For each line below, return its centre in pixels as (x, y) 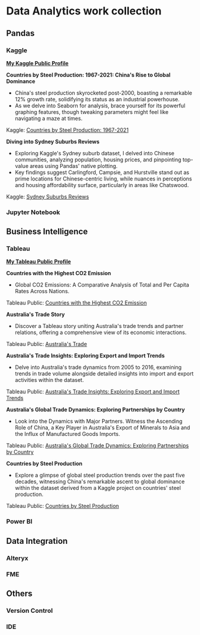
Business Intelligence (47, 232)
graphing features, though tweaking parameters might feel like (92, 112)
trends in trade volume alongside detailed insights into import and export (104, 374)
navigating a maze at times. (48, 118)
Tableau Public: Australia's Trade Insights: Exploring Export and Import (93, 392)
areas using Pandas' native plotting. (74, 165)
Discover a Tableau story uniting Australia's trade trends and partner (99, 326)
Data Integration (37, 541)
